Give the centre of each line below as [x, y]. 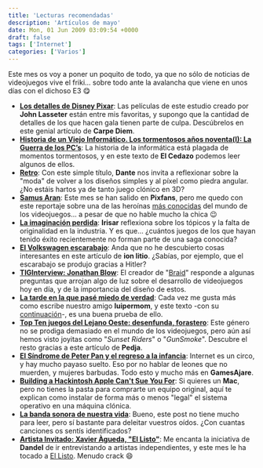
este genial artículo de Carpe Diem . [77, 131]
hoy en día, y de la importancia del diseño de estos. [103, 289]
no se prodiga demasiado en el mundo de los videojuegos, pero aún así [135, 331]
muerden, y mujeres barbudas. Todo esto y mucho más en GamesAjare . [136, 372]
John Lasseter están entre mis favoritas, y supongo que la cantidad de [134, 114]
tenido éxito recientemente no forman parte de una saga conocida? [128, 239]
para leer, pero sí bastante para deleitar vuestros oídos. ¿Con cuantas [132, 423]
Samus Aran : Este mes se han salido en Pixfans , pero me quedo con [131, 198]
